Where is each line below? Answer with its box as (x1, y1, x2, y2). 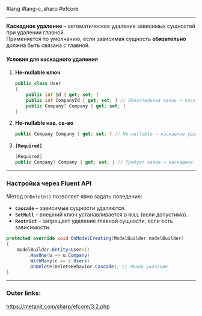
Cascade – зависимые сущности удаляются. (14, 204, 126, 212)
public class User (14, 81, 61, 87)
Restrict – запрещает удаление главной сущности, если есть (14, 217, 173, 225)
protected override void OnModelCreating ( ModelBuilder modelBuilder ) (6, 235, 185, 242)
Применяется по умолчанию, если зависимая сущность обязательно (6, 36, 186, 42)
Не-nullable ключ (14, 69, 61, 76)
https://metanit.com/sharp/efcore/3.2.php (6, 303, 110, 310)
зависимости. (14, 224, 51, 231)
